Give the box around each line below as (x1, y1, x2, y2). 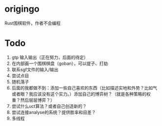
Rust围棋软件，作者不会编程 (4, 20, 61, 26)
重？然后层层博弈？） (11, 97, 55, 103)
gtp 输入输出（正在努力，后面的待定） (11, 54, 88, 60)
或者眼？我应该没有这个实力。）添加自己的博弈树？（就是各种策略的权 (11, 91, 151, 97)
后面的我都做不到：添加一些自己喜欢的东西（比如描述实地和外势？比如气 (11, 84, 157, 91)
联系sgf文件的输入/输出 (11, 66, 59, 72)
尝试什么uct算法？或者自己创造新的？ (11, 103, 87, 109)
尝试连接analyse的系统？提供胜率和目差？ (11, 109, 96, 115)
